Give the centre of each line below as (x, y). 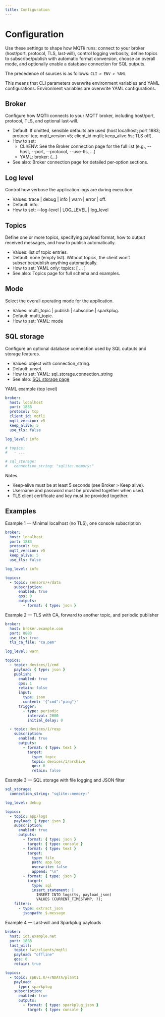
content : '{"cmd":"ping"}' (51, 702)
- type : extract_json (41, 908)
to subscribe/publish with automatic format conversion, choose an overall (80, 58)
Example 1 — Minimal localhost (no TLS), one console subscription (73, 523)
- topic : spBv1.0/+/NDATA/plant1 (44, 977)
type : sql (42, 885)
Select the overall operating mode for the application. (59, 301)
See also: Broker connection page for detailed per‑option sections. (80, 162)
